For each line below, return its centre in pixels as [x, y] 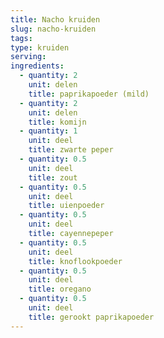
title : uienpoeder [66, 206]
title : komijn [57, 122]
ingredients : [37, 66]
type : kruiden [40, 47]
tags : [21, 38]
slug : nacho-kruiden [53, 29]
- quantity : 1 [48, 131]
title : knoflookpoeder [75, 261]
